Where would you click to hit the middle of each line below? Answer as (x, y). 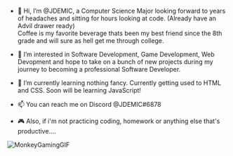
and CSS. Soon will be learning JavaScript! (79, 90)
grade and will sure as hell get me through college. (91, 41)
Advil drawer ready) (46, 26)
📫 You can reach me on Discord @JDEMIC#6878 (89, 104)
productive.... (36, 131)
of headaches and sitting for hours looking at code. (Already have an (116, 18)
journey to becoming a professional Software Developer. (99, 69)
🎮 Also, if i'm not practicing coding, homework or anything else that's (119, 121)
